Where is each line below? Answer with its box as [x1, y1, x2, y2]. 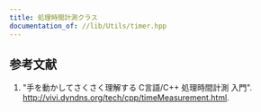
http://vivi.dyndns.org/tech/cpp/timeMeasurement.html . [22, 92, 229, 103]
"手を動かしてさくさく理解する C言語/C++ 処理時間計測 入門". [22, 82, 253, 93]
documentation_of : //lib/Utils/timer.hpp [9, 22, 167, 30]
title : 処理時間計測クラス [9, 13, 98, 22]
